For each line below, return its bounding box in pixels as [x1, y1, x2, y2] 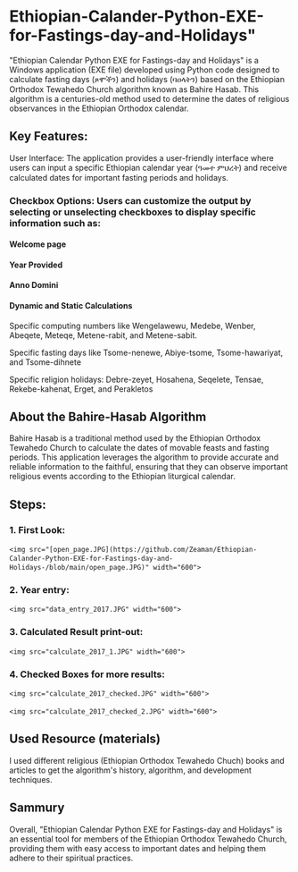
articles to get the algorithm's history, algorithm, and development [9, 765, 252, 775]
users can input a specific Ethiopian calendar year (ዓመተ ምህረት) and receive [9, 162, 287, 173]
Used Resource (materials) [9, 732, 161, 747]
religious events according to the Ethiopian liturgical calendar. [9, 471, 236, 482]
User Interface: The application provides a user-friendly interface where [9, 152, 274, 163]
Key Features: [9, 129, 88, 144]
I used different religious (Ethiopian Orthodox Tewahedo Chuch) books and [9, 755, 286, 766]
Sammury [9, 800, 65, 816]
